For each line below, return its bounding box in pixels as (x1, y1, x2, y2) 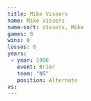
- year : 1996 (10, 57, 50, 64)
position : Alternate (16, 76, 78, 84)
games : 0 (7, 30, 33, 38)
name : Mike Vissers (7, 17, 65, 24)
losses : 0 (7, 43, 37, 51)
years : (7, 51, 27, 58)
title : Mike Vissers (7, 10, 69, 18)
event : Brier (16, 63, 55, 70)
